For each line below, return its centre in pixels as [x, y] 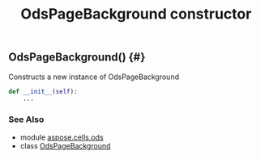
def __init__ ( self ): [43, 91]
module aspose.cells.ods [62, 137]
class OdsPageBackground [65, 145]
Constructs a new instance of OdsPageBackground [94, 77]
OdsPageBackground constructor [136, 14]
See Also [26, 119]
